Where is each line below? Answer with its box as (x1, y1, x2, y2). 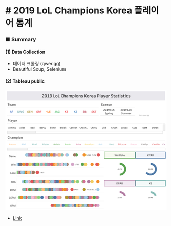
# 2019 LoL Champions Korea (5, 5, 132, 16)
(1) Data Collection (5, 48, 46, 55)
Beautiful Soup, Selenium (12, 66, 67, 72)
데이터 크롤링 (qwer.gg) (12, 61, 61, 67)
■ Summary (5, 36, 36, 43)
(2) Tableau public (5, 78, 45, 84)
